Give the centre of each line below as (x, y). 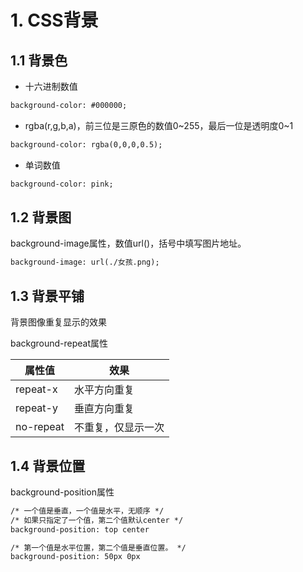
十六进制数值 (51, 86)
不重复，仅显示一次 (119, 428)
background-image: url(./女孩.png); (85, 262)
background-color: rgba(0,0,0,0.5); (86, 144)
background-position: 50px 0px (75, 557)
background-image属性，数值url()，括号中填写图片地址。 (128, 243)
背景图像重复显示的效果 (58, 322)
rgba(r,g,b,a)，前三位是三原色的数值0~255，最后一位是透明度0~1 (159, 125)
